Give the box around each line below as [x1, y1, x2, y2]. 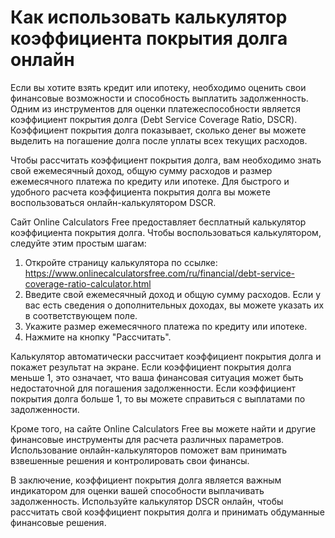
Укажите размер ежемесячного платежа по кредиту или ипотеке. [24, 320, 308, 332]
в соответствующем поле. [24, 309, 138, 321]
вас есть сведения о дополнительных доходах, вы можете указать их [24, 299, 325, 311]
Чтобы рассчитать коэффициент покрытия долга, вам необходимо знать [10, 154, 322, 166]
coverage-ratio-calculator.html [24, 277, 152, 290]
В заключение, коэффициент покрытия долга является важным [10, 474, 282, 486]
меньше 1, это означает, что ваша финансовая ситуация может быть [10, 371, 304, 383]
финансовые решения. [10, 516, 107, 528]
